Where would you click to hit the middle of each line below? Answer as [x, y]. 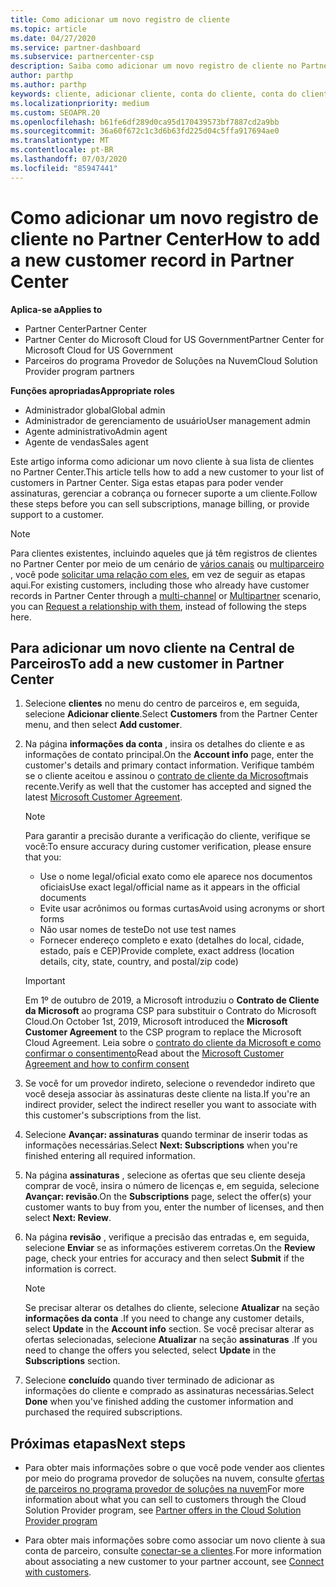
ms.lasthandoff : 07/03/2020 [69, 159]
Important [45, 981]
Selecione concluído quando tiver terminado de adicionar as [149, 1380]
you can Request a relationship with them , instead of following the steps [158, 606]
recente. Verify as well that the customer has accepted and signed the [168, 787]
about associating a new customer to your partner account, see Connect [174, 1562]
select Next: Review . [68, 1218]
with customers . [58, 1572]
